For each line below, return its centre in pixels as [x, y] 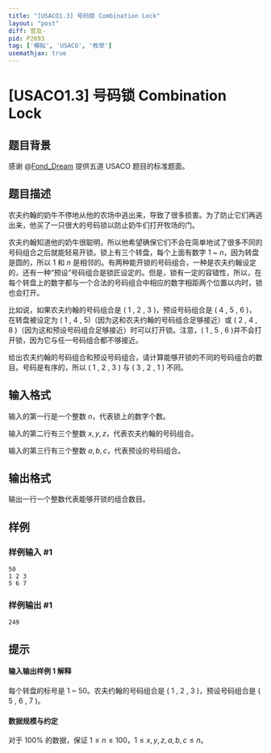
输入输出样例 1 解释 [40, 671]
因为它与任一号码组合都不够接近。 [86, 340]
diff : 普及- [27, 31]
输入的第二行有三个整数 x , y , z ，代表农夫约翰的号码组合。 [103, 433]
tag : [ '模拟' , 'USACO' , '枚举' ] [60, 46]
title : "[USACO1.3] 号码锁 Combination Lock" [84, 16]
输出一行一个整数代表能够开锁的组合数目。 [79, 499]
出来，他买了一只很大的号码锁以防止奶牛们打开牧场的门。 [104, 225]
